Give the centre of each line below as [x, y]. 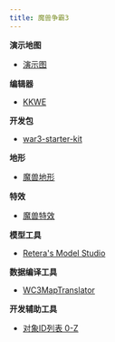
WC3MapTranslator [58, 290]
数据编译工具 [33, 272]
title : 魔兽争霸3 [39, 18]
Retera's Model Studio [64, 253]
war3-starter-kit [53, 138]
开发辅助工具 [33, 308]
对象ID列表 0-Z [50, 327]
